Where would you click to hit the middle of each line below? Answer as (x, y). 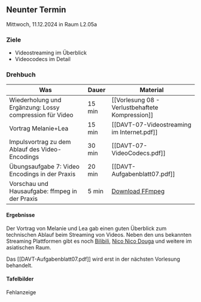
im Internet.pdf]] (135, 132)
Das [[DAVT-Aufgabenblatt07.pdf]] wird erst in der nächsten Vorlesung (93, 259)
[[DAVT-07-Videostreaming (151, 125)
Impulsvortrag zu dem (40, 142)
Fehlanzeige (21, 292)
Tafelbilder (20, 279)
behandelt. (19, 265)
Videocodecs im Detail (42, 59)
